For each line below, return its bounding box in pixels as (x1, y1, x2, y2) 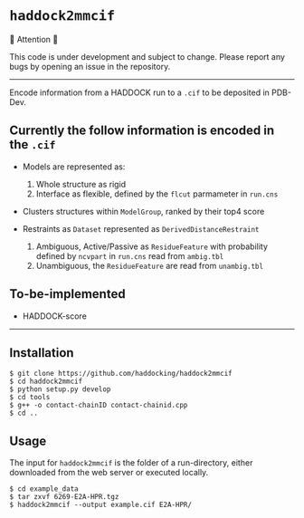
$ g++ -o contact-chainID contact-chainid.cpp (9, 401, 188, 410)
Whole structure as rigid (35, 178, 127, 189)
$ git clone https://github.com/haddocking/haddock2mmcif (9, 369, 233, 379)
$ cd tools (9, 393, 51, 402)
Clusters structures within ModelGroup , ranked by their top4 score (22, 206, 265, 216)
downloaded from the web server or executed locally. (9, 467, 209, 478)
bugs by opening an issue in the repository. (9, 61, 171, 72)
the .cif (9, 137, 56, 152)
